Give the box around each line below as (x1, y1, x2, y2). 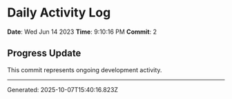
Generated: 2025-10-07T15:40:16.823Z (7, 85, 119, 93)
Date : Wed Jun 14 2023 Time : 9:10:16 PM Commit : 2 (7, 27, 157, 36)
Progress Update (7, 47, 81, 59)
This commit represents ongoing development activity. (7, 65, 162, 74)
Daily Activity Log (7, 5, 111, 21)
